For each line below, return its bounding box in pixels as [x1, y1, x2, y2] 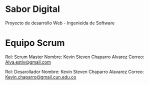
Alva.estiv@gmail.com [5, 59, 51, 65]
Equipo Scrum [5, 37, 65, 49]
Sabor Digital [5, 3, 60, 15]
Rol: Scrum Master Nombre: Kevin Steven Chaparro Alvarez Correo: [5, 54, 144, 60]
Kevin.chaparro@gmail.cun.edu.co [5, 74, 76, 80]
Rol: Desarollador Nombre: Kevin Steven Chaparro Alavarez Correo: [5, 69, 144, 75]
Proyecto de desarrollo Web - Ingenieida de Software [5, 20, 115, 26]
